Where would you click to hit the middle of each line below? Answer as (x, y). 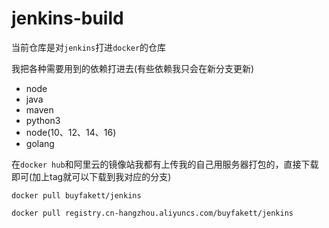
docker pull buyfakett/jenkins (76, 195)
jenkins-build (67, 18)
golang (40, 143)
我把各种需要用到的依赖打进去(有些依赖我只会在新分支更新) (133, 68)
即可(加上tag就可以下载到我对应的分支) (91, 176)
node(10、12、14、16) (71, 132)
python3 (43, 120)
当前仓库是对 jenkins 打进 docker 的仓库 (89, 47)
